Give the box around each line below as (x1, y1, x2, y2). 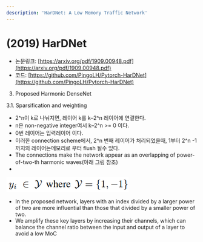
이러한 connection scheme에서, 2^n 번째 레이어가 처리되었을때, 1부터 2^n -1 (15, 137, 197, 144)
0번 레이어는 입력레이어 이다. (15, 129, 84, 136)
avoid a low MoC (15, 230, 58, 237)
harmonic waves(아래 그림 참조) (41, 158, 118, 166)
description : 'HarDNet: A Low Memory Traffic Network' (6, 10, 148, 16)
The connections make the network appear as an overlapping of (15, 151, 176, 159)
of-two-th (15, 158, 40, 166)
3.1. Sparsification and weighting (6, 102, 87, 109)
